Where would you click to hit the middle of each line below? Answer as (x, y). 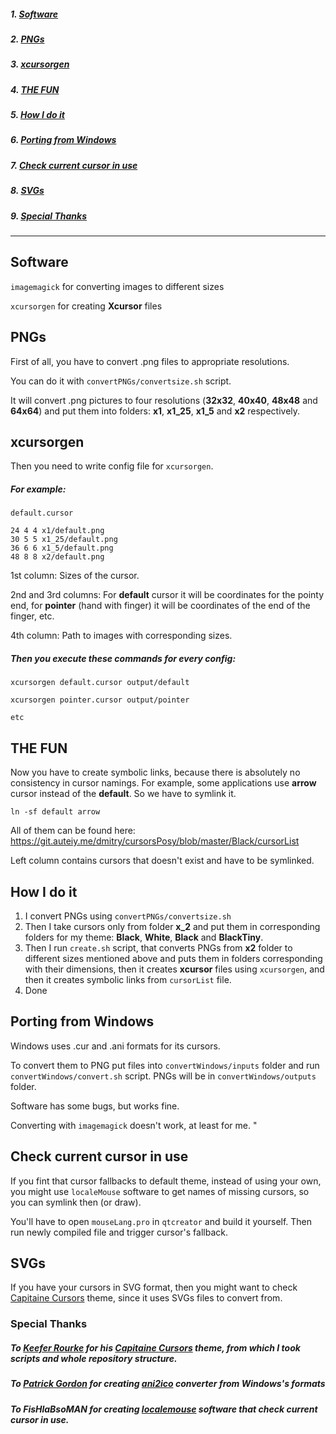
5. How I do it (37, 115)
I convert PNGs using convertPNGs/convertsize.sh (128, 916)
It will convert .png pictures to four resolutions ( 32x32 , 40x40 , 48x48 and (164, 400)
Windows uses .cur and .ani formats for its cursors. (115, 1046)
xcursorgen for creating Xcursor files (86, 306)
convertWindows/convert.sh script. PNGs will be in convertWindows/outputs (163, 1076)
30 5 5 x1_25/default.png (64, 540)
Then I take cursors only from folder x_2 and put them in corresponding (172, 926)
